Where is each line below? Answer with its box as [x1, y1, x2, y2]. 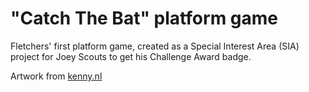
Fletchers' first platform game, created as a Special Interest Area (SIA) [10, 40, 300, 52]
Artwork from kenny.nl [10, 70, 103, 82]
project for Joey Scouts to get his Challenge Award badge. [10, 50, 252, 62]
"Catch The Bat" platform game [10, 7, 279, 30]
